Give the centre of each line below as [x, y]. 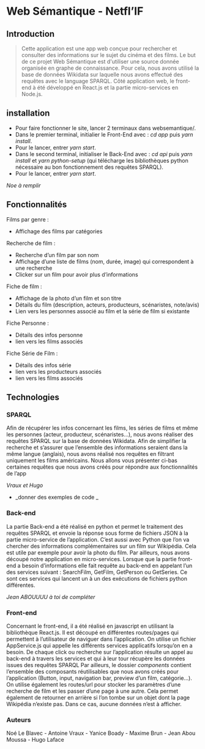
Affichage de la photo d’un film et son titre [68, 298]
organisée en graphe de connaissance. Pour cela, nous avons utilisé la [110, 68]
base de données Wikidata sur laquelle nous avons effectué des [102, 74]
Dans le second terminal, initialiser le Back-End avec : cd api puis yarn [104, 154]
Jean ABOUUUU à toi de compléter [51, 597]
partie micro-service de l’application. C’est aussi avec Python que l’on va [98, 539]
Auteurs [19, 720]
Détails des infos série [43, 365]
